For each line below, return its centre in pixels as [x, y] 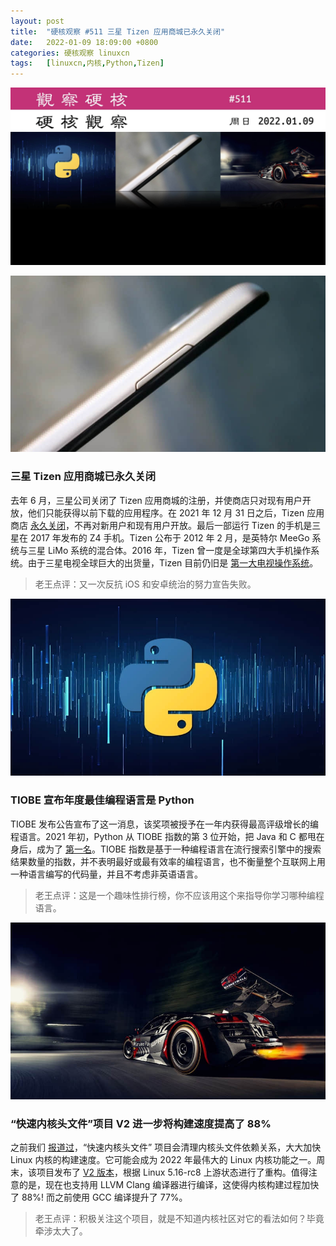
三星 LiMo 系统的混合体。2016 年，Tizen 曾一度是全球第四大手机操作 [169, 550]
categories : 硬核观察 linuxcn [70, 53]
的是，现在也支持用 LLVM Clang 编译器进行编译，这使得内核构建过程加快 [169, 1185]
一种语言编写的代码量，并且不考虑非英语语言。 [106, 874]
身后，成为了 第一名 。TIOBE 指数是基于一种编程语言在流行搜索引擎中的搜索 [166, 849]
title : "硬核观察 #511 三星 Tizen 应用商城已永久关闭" [118, 31]
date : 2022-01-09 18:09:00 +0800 [84, 42]
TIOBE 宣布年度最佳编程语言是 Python [102, 800]
